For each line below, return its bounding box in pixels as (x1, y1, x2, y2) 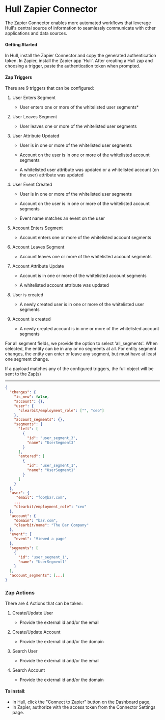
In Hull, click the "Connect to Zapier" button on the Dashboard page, (12, 699, 151, 705)
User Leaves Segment (12, 114, 57, 120)
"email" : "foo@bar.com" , (16, 495, 67, 500)
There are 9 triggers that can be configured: (5, 85, 94, 91)
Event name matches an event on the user (19, 215, 105, 221)
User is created (12, 292, 44, 298)
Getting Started (5, 41, 38, 47)
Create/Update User (12, 610, 54, 616)
